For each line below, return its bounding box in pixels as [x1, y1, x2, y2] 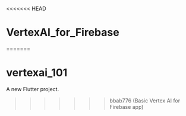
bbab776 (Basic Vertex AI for [109, 97, 180, 104]
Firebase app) [109, 103, 144, 110]
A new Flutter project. [6, 85, 59, 92]
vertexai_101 [6, 66, 68, 79]
